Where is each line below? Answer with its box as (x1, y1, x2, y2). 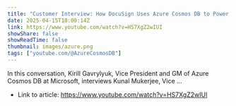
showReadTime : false (7, 37, 69, 44)
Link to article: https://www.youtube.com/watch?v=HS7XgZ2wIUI (17, 90, 208, 99)
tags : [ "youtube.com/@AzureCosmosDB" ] (7, 50, 122, 57)
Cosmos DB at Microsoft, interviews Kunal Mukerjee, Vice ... (7, 76, 182, 85)
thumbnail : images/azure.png (7, 43, 93, 50)
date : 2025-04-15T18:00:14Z (7, 17, 90, 24)
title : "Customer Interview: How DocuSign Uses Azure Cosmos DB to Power (7, 10, 230, 18)
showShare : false (7, 30, 59, 37)
